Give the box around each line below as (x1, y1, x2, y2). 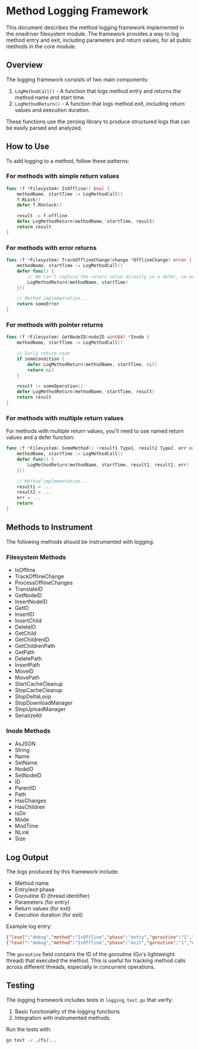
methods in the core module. (6, 43, 76, 50)
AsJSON (14, 740, 36, 747)
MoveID (14, 668, 34, 675)
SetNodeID (14, 772, 42, 779)
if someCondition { (17, 356, 65, 362)
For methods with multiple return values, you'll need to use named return (6, 427, 184, 435)
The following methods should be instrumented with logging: (6, 538, 155, 545)
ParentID (14, 784, 37, 792)
